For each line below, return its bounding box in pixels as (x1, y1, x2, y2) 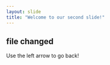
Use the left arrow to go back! (6, 52, 79, 60)
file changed (6, 36, 54, 47)
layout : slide (6, 8, 42, 15)
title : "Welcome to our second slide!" (6, 14, 105, 20)
